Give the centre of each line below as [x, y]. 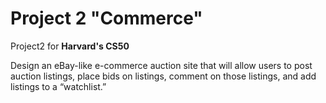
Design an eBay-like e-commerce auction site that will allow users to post [161, 65]
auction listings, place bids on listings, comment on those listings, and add [163, 76]
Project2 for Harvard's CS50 [70, 46]
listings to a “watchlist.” [58, 86]
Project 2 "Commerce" [106, 18]
